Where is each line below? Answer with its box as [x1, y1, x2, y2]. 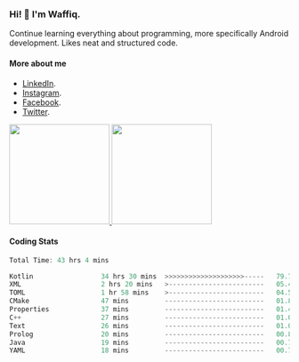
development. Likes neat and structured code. [9, 37, 178, 48]
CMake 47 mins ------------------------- [9, 297, 265, 306]
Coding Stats [9, 236, 59, 247]
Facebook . [21, 97, 61, 108]
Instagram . [21, 87, 62, 98]
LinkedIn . [21, 77, 56, 88]
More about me [9, 58, 67, 68]
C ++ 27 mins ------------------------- [9, 313, 265, 322]
